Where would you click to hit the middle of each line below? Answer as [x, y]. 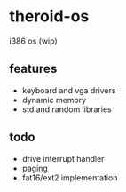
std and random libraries [67, 109]
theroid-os [49, 16]
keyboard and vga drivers [69, 90]
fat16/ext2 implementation [70, 177]
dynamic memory [54, 100]
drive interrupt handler [63, 158]
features [33, 69]
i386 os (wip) [33, 41]
